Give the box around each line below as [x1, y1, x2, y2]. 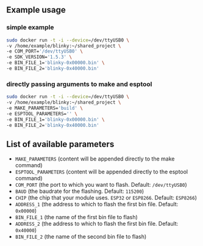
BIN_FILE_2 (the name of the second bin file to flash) [15, 233, 147, 241]
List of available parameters [6, 139, 115, 149]
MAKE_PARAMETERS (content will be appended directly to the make [15, 155, 175, 162]
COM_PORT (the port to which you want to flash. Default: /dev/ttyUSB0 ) [15, 181, 187, 189]
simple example [6, 23, 54, 32]
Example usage [6, 5, 66, 15]
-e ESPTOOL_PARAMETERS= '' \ [6, 110, 78, 117]
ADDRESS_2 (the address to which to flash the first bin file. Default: [15, 220, 179, 228]
